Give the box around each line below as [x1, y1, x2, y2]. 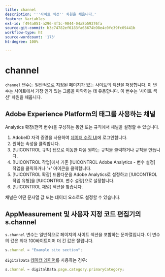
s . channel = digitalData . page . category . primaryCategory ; [5, 267, 125, 272]
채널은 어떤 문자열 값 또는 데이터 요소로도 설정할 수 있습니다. [5, 194, 121, 200]
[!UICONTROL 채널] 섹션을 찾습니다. [12, 183, 83, 190]
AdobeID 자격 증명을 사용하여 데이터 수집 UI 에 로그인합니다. [12, 134, 128, 140]
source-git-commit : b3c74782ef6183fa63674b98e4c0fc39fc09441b [5, 26, 135, 31]
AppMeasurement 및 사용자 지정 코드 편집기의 [5, 210, 141, 218]
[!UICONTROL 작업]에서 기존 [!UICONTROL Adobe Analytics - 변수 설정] [12, 159, 156, 165]
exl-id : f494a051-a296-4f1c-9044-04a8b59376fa [5, 21, 102, 26]
